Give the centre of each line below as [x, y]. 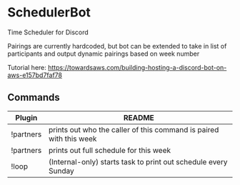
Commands [34, 97]
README [139, 117]
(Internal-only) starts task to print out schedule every [138, 161]
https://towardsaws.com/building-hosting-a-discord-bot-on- [137, 67]
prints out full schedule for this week [110, 150]
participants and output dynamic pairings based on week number [104, 54]
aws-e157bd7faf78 [35, 75]
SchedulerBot [49, 12]
